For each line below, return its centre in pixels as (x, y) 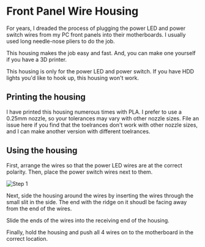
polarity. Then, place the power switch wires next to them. (80, 172)
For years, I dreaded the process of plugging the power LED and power (96, 28)
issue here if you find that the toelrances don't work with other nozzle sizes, (102, 125)
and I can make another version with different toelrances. (78, 131)
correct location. (27, 238)
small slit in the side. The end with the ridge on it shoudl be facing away (97, 202)
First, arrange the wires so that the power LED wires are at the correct (94, 165)
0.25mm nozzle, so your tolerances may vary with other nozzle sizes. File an (103, 118)
